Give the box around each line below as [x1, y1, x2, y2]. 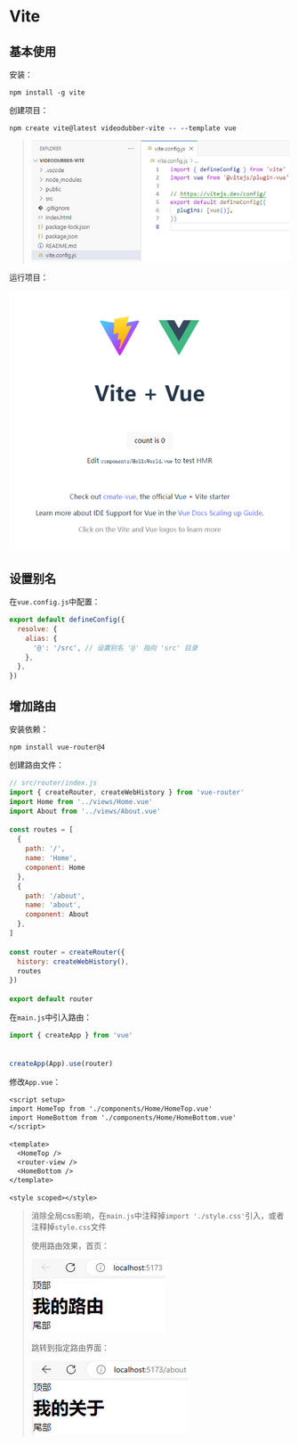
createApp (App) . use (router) [9, 1059, 114, 1068]
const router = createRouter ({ [9, 948, 125, 956]
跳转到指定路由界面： [30, 1342, 109, 1352]
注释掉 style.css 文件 [30, 1221, 107, 1232]
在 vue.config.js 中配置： [9, 596, 101, 607]
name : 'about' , [25, 900, 82, 910]
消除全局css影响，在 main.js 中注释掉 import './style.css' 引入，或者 [30, 1210, 285, 1220]
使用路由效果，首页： [30, 1240, 109, 1251]
